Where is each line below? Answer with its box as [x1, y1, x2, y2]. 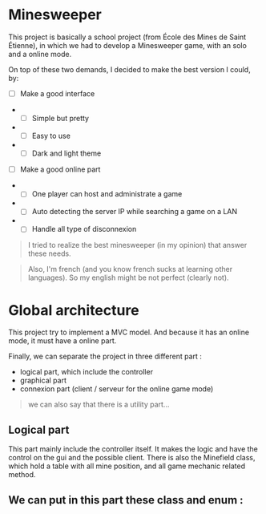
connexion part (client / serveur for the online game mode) [19, 384, 214, 394]
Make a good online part [19, 164, 101, 174]
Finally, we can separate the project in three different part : [8, 351, 203, 362]
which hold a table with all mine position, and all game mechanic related [8, 461, 246, 471]
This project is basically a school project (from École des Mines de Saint [8, 32, 247, 42]
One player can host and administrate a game [31, 189, 183, 199]
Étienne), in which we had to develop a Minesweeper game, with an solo [8, 40, 247, 50]
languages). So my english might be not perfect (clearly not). [27, 273, 230, 282]
